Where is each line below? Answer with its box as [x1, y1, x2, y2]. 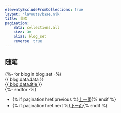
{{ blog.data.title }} [5, 81, 42, 87]
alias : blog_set [14, 34, 47, 39]
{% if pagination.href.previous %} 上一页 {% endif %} [12, 97, 116, 102]
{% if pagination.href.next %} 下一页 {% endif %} [12, 102, 108, 108]
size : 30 [14, 30, 31, 34]
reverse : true [14, 39, 42, 44]
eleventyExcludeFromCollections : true [5, 7, 83, 12]
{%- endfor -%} [5, 86, 37, 92]
